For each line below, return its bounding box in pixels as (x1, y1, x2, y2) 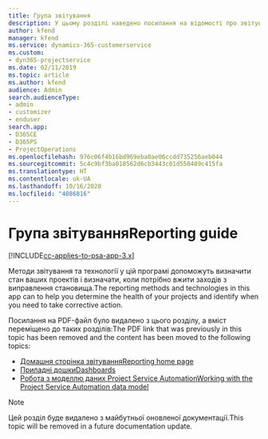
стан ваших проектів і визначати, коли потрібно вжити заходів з (8, 275, 227, 284)
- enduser (8, 116, 41, 124)
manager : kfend (8, 34, 59, 42)
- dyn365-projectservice (8, 57, 91, 65)
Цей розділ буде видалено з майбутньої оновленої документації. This (8, 413, 244, 422)
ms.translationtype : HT (8, 168, 88, 176)
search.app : (8, 123, 48, 131)
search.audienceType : (8, 93, 81, 101)
